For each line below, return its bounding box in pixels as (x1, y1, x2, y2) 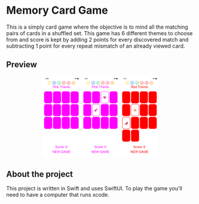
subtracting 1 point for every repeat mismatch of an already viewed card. (6, 42, 185, 50)
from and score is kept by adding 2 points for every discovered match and (6, 36, 189, 43)
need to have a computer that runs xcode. (6, 191, 109, 199)
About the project (6, 169, 74, 179)
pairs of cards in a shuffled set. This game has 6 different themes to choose (6, 29, 193, 36)
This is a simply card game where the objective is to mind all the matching (6, 23, 188, 30)
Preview (6, 60, 38, 70)
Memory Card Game (6, 4, 109, 17)
